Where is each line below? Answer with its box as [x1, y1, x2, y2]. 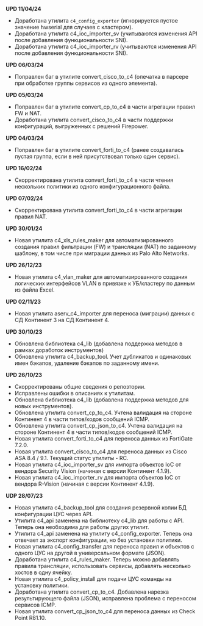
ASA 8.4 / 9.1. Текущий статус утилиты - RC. [14, 455, 129, 461]
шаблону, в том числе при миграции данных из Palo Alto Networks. [14, 250, 190, 257]
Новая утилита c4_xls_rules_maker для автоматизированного [14, 237, 174, 243]
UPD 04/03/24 [5, 134, 44, 142]
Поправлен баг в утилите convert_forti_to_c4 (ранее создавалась [14, 146, 184, 153]
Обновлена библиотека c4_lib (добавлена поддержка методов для [14, 396, 189, 403]
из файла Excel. [14, 286, 55, 293]
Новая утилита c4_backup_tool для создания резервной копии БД [14, 504, 187, 511]
